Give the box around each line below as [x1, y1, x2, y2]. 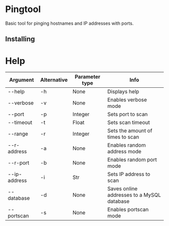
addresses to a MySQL [107, 192, 161, 199]
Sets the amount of [107, 127, 152, 134]
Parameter [74, 73, 101, 80]
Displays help [107, 88, 139, 95]
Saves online [107, 185, 138, 192]
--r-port [8, 159, 30, 166]
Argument [9, 77, 34, 84]
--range [8, 130, 29, 137]
